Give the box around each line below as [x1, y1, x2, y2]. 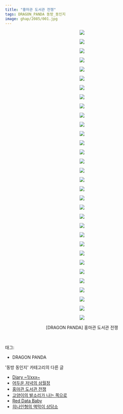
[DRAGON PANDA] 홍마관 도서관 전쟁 [45, 325, 119, 331]
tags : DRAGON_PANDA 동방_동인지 [5, 12, 66, 17]
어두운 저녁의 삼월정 [12, 380, 50, 386]
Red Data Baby [12, 398, 42, 404]
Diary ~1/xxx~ [12, 374, 41, 380]
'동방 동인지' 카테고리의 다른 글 [5, 364, 64, 370]
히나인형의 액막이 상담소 [12, 404, 59, 410]
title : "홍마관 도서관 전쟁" [5, 7, 56, 12]
